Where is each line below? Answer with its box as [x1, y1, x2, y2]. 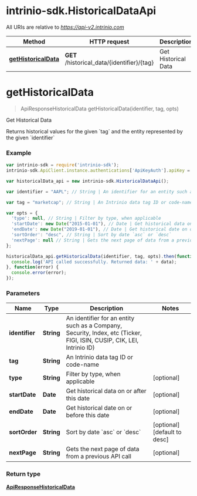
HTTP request [89, 37, 130, 45]
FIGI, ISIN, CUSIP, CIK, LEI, [66, 336, 139, 344]
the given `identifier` [6, 134, 55, 141]
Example [6, 149, 32, 157]
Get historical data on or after [66, 387, 147, 395]
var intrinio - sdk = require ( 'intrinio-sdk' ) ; [6, 162, 119, 168]
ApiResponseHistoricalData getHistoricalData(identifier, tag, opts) [20, 105, 179, 112]
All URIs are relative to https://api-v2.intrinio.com [6, 24, 124, 31]
